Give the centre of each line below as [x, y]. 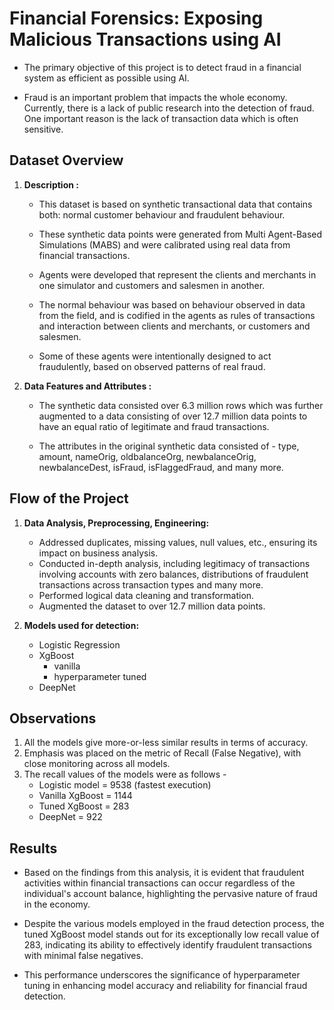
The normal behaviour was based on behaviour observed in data [172, 304]
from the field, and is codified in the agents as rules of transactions [177, 315]
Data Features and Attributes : [87, 386]
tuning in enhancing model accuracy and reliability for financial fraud [165, 986]
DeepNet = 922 [70, 817]
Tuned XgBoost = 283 [84, 806]
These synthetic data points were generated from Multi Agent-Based [180, 234]
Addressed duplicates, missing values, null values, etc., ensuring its [178, 542]
